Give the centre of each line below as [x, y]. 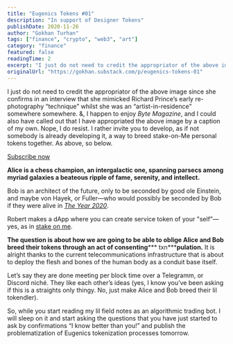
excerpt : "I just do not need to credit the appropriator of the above [113, 65]
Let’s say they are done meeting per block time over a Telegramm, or [105, 275]
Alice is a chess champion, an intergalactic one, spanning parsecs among [115, 170]
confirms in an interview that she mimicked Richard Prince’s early [101, 98]
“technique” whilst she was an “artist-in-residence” [119, 106]
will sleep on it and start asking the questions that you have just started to [112, 318]
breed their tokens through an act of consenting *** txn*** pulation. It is [111, 247]
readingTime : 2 [29, 59]
